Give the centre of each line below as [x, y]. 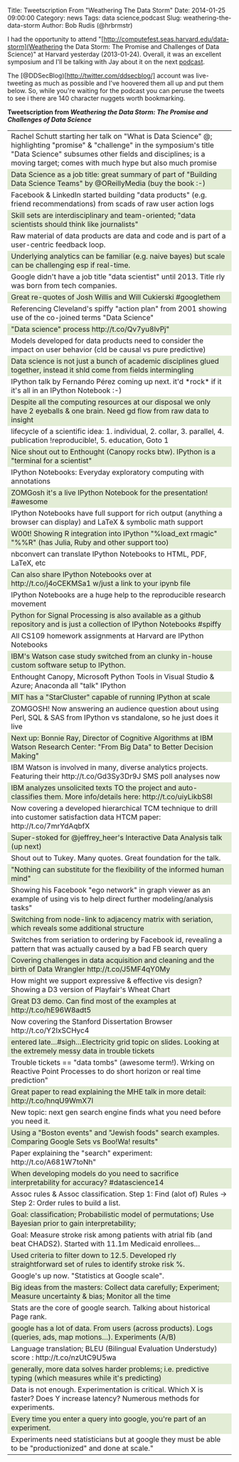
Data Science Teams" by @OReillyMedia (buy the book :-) [108, 183]
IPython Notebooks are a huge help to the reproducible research [118, 595]
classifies [27, 797]
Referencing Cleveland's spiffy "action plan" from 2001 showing [119, 309]
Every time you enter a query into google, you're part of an [108, 1419]
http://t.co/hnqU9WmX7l [52, 1100]
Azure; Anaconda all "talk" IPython [69, 685]
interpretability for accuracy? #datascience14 [87, 1182]
